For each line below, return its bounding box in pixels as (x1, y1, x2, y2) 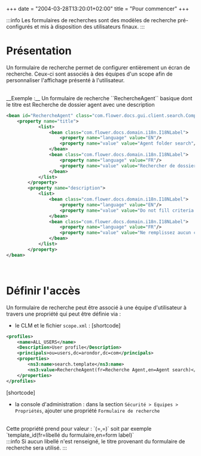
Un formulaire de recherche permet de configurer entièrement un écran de (6, 64, 190, 71)
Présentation (6, 44, 72, 58)
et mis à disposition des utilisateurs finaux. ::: (33, 23, 145, 30)
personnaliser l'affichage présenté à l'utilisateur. (6, 76, 125, 83)
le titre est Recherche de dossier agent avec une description (6, 101, 155, 108)
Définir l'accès (6, 284, 81, 298)
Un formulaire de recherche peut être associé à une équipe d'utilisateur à (6, 304, 187, 311)
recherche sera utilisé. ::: (6, 444, 68, 451)
